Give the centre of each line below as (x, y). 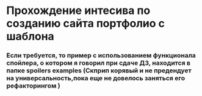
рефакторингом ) (33, 86)
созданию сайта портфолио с (86, 23)
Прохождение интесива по (78, 11)
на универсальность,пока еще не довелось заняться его (96, 78)
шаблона (31, 36)
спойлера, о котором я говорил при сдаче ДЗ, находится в (99, 63)
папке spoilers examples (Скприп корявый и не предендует (99, 70)
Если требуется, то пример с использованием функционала (101, 55)
